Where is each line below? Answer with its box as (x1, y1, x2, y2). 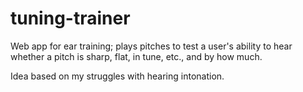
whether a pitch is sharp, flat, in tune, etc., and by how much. (10, 50, 263, 62)
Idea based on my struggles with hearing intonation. (10, 70, 225, 82)
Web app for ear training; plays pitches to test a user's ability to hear (10, 40, 293, 52)
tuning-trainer (10, 7, 131, 30)
